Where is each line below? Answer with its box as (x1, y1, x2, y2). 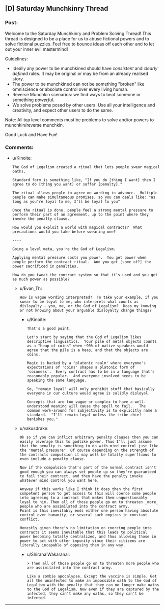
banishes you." (27, 417, 58, 422)
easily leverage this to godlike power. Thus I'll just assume (19, 439, 152, 444)
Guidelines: (5, 56, 28, 62)
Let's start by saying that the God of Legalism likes (27, 334, 141, 340)
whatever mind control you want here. (19, 478, 99, 483)
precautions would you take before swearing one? (12, 229, 116, 234)
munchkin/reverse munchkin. (5, 122, 64, 128)
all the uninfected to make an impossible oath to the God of (27, 578, 157, 583)
